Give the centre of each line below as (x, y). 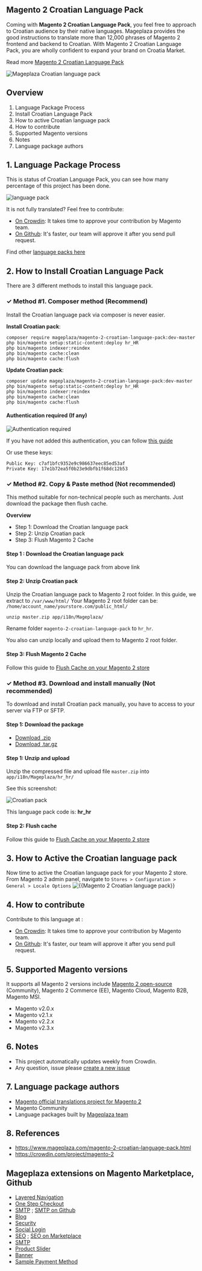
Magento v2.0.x (34, 1008)
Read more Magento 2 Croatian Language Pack (65, 62)
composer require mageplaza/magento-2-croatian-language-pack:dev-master (101, 337)
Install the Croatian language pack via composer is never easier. (86, 315)
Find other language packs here (46, 252)
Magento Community (41, 1108)
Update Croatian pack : (35, 370)
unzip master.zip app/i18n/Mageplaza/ (55, 617)
